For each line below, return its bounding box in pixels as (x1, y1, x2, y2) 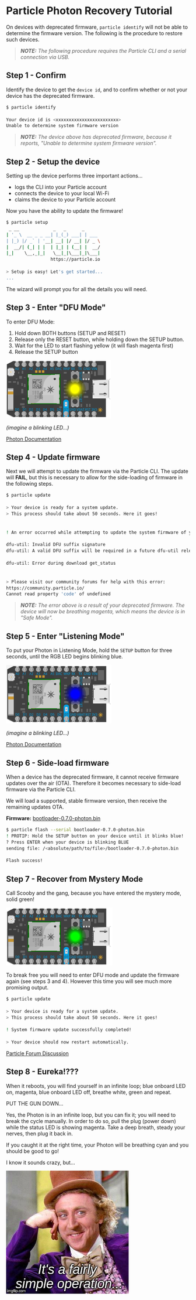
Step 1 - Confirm (6, 70, 66, 80)
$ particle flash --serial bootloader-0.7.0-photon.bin (6, 827, 145, 832)
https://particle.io (50, 257, 100, 262)
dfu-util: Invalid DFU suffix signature (6, 542, 106, 548)
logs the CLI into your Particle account (14, 183, 107, 191)
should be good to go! (6, 1147, 60, 1155)
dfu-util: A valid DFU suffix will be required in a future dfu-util (6, 548, 179, 554)
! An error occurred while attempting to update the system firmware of (6, 529, 187, 535)
